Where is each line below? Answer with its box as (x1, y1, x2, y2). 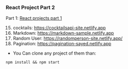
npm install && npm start (5, 60, 59, 65)
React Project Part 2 (5, 4, 55, 11)
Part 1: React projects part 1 (5, 15, 62, 21)
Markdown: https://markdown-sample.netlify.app (12, 30, 114, 36)
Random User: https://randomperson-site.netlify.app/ (12, 35, 123, 41)
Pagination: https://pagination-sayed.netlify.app (12, 41, 111, 47)
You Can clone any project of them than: (12, 50, 96, 56)
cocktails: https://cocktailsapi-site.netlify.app (12, 25, 106, 31)
